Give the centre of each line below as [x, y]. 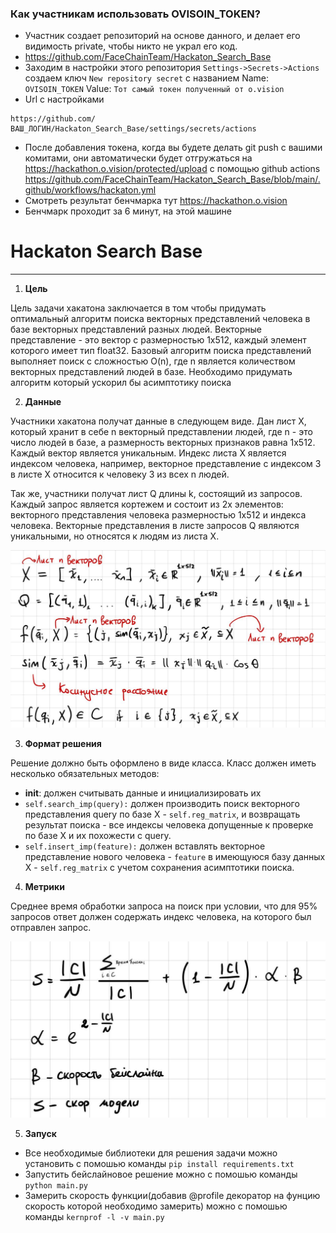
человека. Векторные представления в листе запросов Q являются [155, 526]
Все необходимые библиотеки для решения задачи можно [151, 1153]
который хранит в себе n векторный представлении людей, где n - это [161, 432]
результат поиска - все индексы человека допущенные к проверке [169, 825]
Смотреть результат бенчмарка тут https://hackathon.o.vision [156, 201]
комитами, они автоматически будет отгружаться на [138, 158]
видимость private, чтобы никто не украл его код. [131, 46]
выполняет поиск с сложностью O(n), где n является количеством [153, 361]
